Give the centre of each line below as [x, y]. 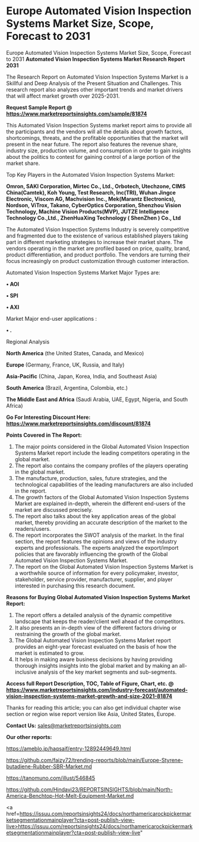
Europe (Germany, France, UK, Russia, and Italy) [65, 365]
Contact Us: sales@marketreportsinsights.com [64, 725]
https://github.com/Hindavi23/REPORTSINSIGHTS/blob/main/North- [90, 789]
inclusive [26, 672]
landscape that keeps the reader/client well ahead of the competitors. [100, 621]
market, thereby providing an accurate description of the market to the [101, 522]
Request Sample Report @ [39, 107]
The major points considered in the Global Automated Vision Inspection [102, 446]
